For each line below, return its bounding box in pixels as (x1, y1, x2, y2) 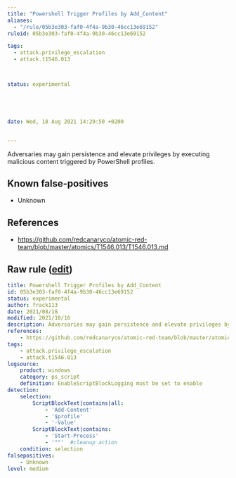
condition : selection (20, 445, 83, 453)
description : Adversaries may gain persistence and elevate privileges (7, 321, 221, 328)
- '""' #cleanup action (44, 439, 118, 446)
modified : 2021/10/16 (7, 315, 71, 322)
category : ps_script (20, 374, 80, 381)
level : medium (7, 465, 49, 472)
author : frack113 (7, 301, 58, 308)
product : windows (20, 367, 71, 374)
